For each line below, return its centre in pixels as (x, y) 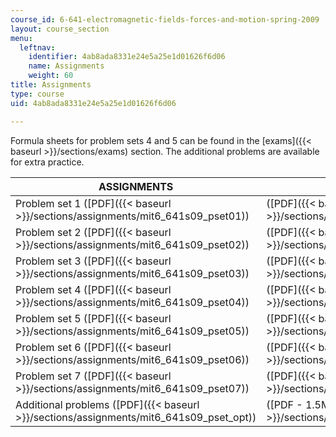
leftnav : (37, 47)
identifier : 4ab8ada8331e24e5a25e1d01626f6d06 (127, 57)
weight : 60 (51, 76)
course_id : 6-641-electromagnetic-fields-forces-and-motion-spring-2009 (165, 19)
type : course (37, 94)
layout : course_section (60, 29)
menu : (21, 38)
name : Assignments (66, 66)
